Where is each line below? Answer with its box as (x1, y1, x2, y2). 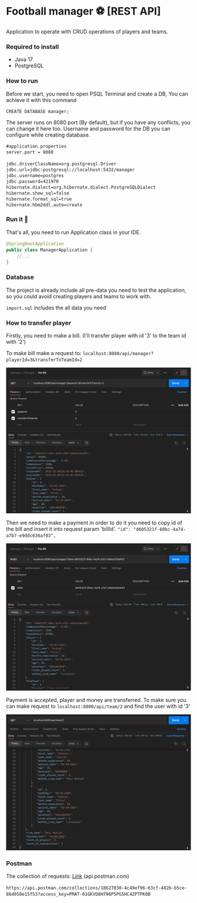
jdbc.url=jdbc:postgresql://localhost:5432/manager (6, 166, 135, 173)
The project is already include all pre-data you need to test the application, (6, 287, 186, 294)
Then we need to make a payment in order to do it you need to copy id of (6, 519, 183, 526)
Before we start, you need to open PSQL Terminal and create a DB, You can (6, 90, 189, 97)
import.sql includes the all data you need (6, 304, 107, 311)
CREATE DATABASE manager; (6, 108, 69, 114)
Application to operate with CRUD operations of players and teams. (6, 28, 168, 35)
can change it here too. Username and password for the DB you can (6, 125, 171, 132)
